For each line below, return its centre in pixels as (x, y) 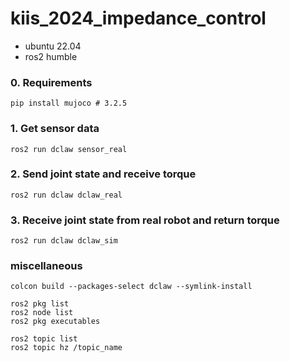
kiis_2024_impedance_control (138, 18)
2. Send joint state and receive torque (103, 174)
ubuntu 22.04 (53, 46)
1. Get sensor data (55, 129)
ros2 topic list (44, 339)
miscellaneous (46, 266)
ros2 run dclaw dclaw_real (66, 195)
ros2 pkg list (40, 304)
